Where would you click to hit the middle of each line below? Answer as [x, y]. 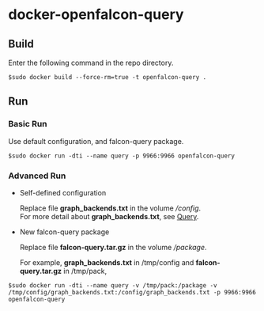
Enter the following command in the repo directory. [91, 63]
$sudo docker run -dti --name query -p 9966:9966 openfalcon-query [122, 156]
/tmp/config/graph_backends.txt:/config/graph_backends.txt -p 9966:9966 [132, 292]
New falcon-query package [64, 232]
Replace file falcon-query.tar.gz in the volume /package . [113, 247]
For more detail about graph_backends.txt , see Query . [109, 216]
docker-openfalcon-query [96, 15]
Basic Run [28, 124]
